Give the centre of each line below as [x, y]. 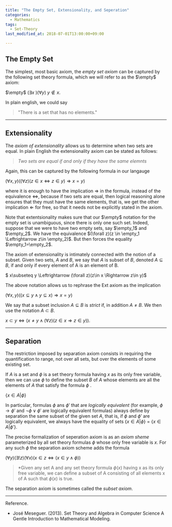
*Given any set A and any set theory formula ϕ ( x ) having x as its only [91, 468]
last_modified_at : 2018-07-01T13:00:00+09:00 [55, 34]
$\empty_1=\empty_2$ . [29, 244]
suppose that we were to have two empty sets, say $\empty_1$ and [76, 228]
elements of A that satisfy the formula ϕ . [49, 385]
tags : [11, 24]
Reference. [17, 503]
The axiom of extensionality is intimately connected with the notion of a [81, 254]
